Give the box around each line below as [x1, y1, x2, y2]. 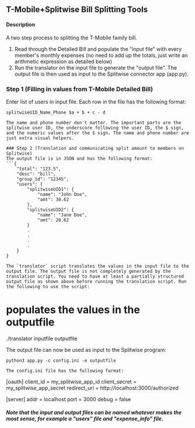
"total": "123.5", [16, 166, 61, 172]
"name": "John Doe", [37, 191, 88, 197]
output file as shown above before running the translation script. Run [6, 278, 187, 285]
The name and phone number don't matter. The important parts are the [6, 119, 182, 125]
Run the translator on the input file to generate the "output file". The [14, 64, 177, 71]
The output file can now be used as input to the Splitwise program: [6, 346, 166, 353]
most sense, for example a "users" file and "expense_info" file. [6, 415, 163, 422]
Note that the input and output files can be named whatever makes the [6, 409, 182, 416]
